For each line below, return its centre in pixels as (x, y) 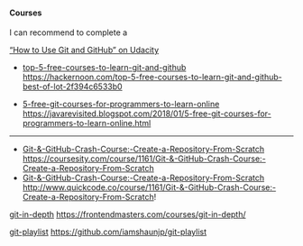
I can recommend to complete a (69, 32)
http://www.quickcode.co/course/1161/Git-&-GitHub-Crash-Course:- (149, 187)
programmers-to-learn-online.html (87, 123)
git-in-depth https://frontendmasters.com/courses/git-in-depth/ (128, 214)
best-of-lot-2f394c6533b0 (73, 87)
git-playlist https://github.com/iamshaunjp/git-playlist (108, 232)
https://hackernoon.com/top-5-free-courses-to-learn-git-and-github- (152, 77)
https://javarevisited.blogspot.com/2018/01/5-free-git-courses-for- (147, 114)
